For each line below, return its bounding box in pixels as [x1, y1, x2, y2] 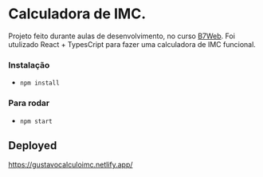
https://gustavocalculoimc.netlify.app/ [8, 160, 133, 170]
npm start [19, 117, 53, 125]
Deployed [8, 139, 57, 152]
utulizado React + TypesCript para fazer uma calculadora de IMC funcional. [8, 39, 257, 49]
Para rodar [8, 97, 50, 108]
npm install [19, 79, 60, 88]
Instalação [8, 59, 50, 70]
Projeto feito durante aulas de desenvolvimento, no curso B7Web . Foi [8, 31, 235, 41]
